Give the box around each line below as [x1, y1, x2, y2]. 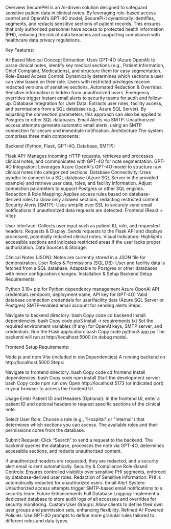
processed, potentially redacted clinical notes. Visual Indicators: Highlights [5, 234, 162, 240]
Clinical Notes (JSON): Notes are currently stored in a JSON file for [5, 255, 146, 260]
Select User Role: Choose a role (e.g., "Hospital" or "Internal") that [5, 416, 145, 422]
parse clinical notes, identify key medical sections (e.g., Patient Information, [5, 62, 165, 68]
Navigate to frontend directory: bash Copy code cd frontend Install [5, 369, 145, 375]
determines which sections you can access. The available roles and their [5, 422, 158, 428]
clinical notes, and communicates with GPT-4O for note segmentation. [5, 158, 153, 164]
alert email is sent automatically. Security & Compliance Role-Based [5, 463, 148, 469]
